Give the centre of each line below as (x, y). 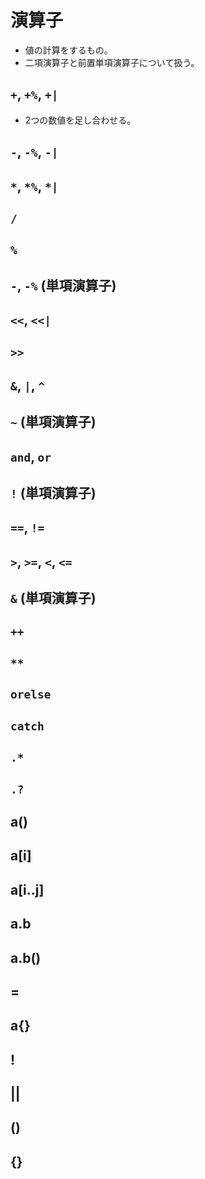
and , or (31, 456)
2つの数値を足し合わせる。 (80, 120)
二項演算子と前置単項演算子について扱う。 (112, 62)
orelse (31, 694)
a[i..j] (27, 889)
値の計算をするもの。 (68, 50)
